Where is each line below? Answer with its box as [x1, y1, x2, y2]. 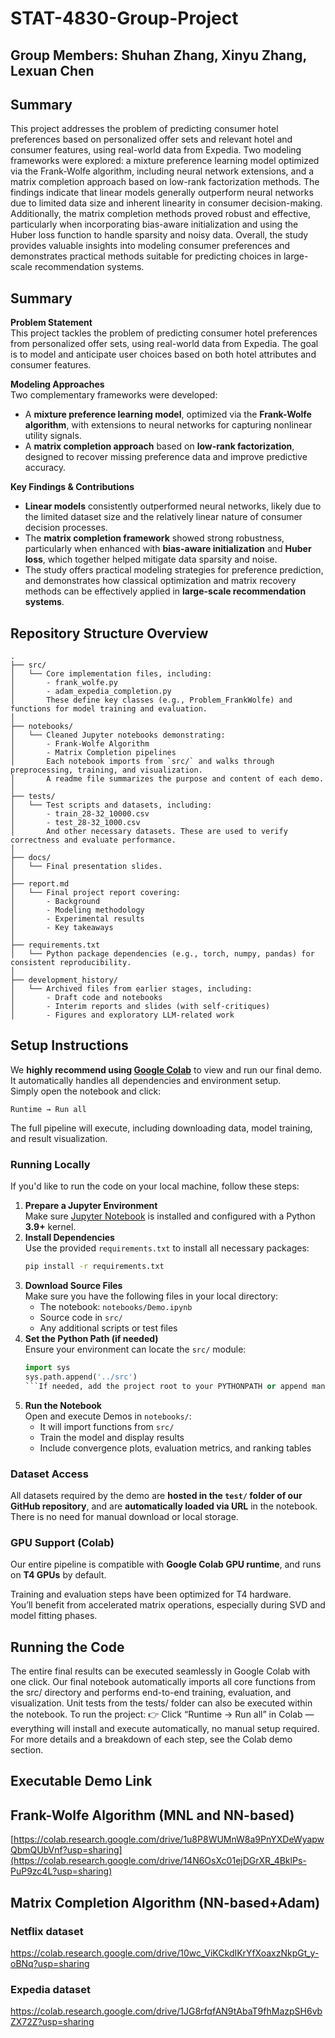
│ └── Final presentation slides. [10, 862, 163, 872]
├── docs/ [10, 853, 52, 863]
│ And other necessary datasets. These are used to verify [10, 827, 288, 837]
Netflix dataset [10, 1924, 84, 1938]
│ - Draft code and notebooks [10, 993, 163, 1003]
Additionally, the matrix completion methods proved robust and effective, [10, 208, 312, 220]
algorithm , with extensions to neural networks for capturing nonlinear [24, 419, 313, 431]
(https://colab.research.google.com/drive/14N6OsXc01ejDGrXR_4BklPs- [10, 1855, 307, 1867]
